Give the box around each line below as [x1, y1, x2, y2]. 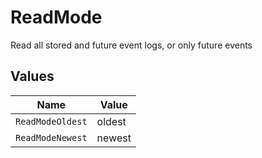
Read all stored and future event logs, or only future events [10, 39, 253, 51]
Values [10, 68, 55, 85]
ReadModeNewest [15, 132, 88, 143]
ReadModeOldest [15, 116, 88, 127]
